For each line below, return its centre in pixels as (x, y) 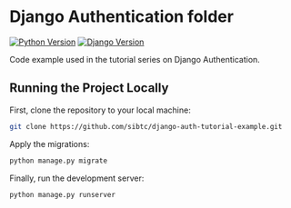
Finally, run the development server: (77, 178)
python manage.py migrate (58, 161)
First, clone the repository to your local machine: (100, 110)
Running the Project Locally (89, 88)
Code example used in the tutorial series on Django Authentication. (135, 59)
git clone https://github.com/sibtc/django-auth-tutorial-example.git (146, 126)
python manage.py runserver (63, 194)
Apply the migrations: (50, 144)
